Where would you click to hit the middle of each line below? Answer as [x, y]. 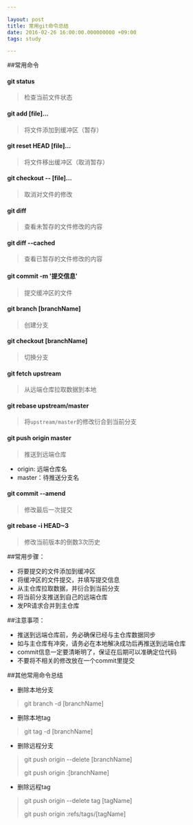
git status [21, 81]
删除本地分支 [35, 690]
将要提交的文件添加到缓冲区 [56, 571]
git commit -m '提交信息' [42, 276]
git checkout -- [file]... [39, 178]
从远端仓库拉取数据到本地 [60, 390]
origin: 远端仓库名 [42, 469]
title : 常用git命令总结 [38, 26]
